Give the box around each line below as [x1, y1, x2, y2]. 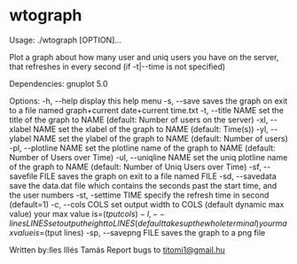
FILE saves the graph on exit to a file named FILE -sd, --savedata [39, 170, 277, 182]
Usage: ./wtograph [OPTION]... [9, 35, 122, 45]
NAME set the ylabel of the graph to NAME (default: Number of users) [33, 133, 288, 144]
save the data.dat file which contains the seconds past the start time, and [9, 180, 277, 190]
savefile [9, 170, 38, 182]
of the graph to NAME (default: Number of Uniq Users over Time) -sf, [9, 161, 262, 172]
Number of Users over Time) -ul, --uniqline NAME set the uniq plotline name [9, 151, 288, 162]
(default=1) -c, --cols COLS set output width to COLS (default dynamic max [9, 198, 285, 209]
